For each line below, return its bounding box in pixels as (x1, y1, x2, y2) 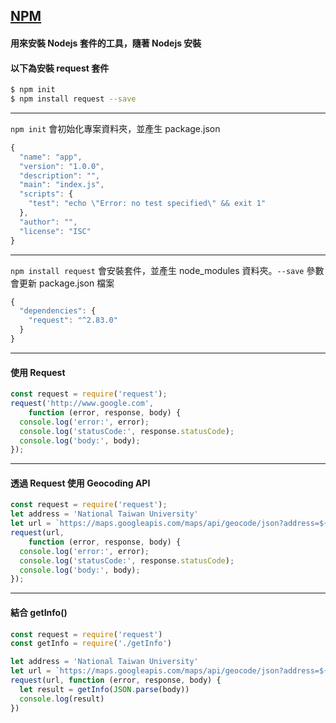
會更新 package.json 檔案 (10, 277, 115, 289)
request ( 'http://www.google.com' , (10, 399, 155, 409)
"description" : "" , (19, 170, 101, 181)
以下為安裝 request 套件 (10, 62, 110, 74)
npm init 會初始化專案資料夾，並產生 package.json (10, 122, 221, 134)
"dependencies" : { (19, 306, 97, 316)
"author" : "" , (19, 217, 78, 227)
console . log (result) (19, 694, 105, 704)
